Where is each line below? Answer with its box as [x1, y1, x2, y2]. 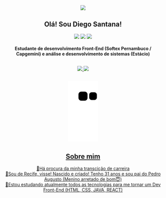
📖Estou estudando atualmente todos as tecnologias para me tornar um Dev [5, 181, 161, 187]
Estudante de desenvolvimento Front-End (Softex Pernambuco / [14, 45, 152, 52]
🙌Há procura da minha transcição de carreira [36, 166, 130, 171]
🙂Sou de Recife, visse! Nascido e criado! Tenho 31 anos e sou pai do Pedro [5, 171, 161, 177]
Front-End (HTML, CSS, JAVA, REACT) [43, 187, 123, 193]
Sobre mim [65, 152, 101, 161]
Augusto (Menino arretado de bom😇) [44, 176, 122, 182]
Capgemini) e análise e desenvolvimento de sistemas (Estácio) [16, 51, 150, 57]
